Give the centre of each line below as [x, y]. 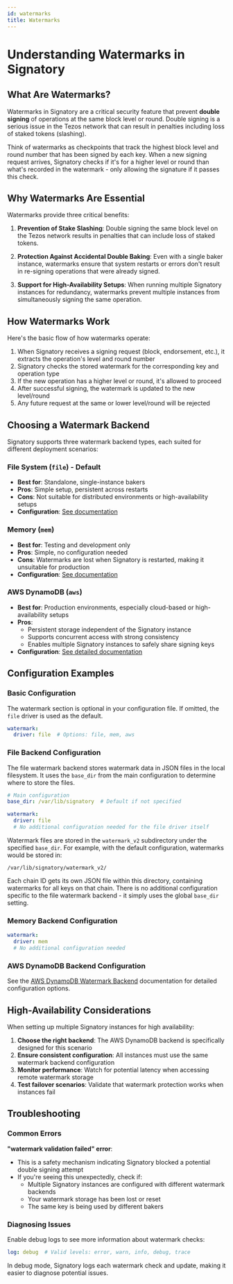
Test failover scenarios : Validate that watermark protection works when [120, 1084]
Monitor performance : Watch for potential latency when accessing [113, 1070]
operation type [38, 374]
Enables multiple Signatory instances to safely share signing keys [121, 644]
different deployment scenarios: [53, 449]
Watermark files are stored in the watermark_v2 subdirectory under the [107, 840]
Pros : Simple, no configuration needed [72, 552]
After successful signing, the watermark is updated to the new [106, 389]
